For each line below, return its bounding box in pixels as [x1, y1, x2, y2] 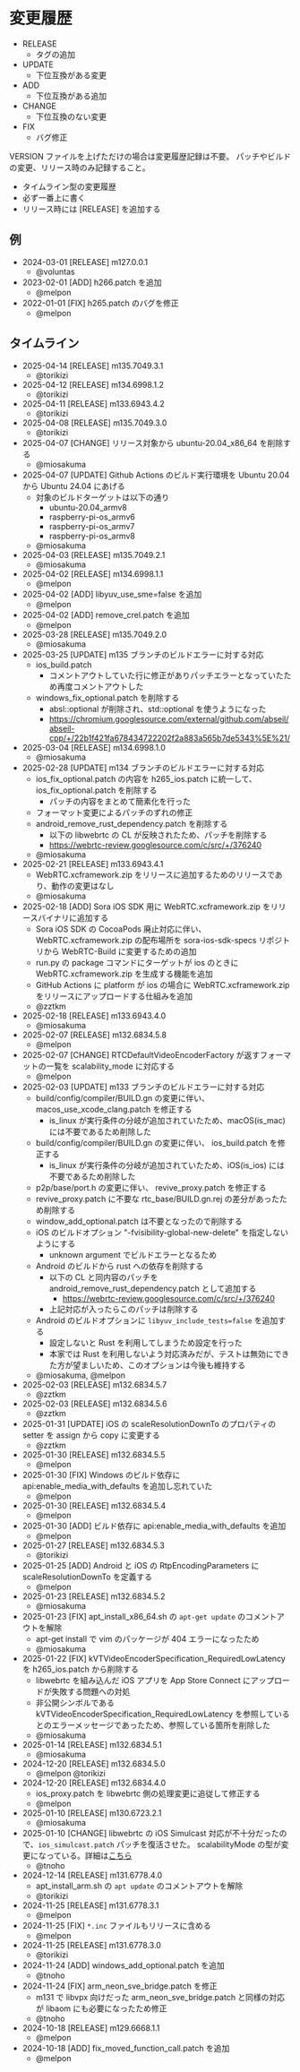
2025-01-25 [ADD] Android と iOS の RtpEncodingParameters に [21, 1560, 260, 1570]
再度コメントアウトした [56, 681, 144, 692]
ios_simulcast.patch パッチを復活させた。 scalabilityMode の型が [38, 1838, 282, 1850]
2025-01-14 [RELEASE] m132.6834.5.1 [21, 1739, 163, 1750]
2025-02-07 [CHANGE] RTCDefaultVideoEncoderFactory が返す [21, 1049, 261, 1060]
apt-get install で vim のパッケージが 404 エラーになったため [35, 1633, 260, 1644]
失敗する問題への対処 [51, 1686, 131, 1697]
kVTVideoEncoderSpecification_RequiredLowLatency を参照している [35, 1708, 290, 1719]
